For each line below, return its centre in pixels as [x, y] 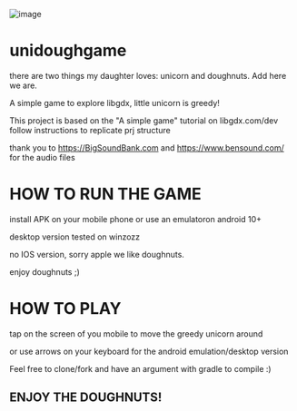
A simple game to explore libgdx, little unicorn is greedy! [115, 103]
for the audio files [42, 157]
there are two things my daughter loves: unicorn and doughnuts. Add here [148, 75]
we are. [24, 85]
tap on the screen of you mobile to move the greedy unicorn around [136, 333]
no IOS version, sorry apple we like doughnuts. [97, 254]
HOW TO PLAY [65, 309]
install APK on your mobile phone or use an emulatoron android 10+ [135, 219]
